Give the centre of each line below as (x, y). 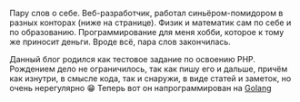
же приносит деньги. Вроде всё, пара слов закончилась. (120, 42)
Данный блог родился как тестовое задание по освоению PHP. (133, 59)
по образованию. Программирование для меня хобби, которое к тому (147, 32)
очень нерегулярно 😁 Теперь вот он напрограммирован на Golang (140, 88)
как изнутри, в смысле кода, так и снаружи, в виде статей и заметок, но (150, 79)
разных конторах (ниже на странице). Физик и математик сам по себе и (150, 23)
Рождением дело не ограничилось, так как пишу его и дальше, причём (149, 69)
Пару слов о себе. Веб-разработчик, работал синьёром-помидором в (146, 13)
